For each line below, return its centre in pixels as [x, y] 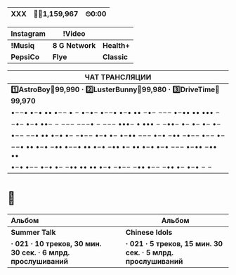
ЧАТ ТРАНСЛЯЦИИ [118, 77]
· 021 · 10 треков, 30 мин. [56, 243]
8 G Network [74, 45]
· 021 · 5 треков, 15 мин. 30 [174, 243]
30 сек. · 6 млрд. [40, 252]
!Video [74, 33]
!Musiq [23, 45]
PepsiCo [25, 57]
